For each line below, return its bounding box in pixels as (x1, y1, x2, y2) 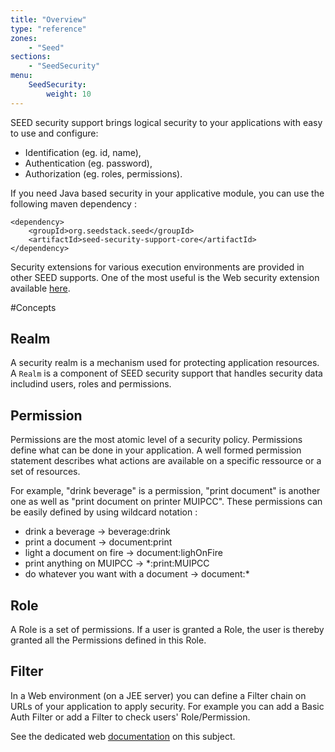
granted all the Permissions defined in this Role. (10, 634, 207, 646)
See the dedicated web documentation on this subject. (10, 730, 236, 742)
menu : (10, 71, 33, 81)
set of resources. (10, 466, 81, 478)
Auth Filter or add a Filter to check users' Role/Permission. (10, 711, 251, 723)
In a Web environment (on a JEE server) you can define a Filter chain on (10, 689, 307, 701)
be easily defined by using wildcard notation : (10, 506, 198, 518)
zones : (10, 33, 38, 43)
